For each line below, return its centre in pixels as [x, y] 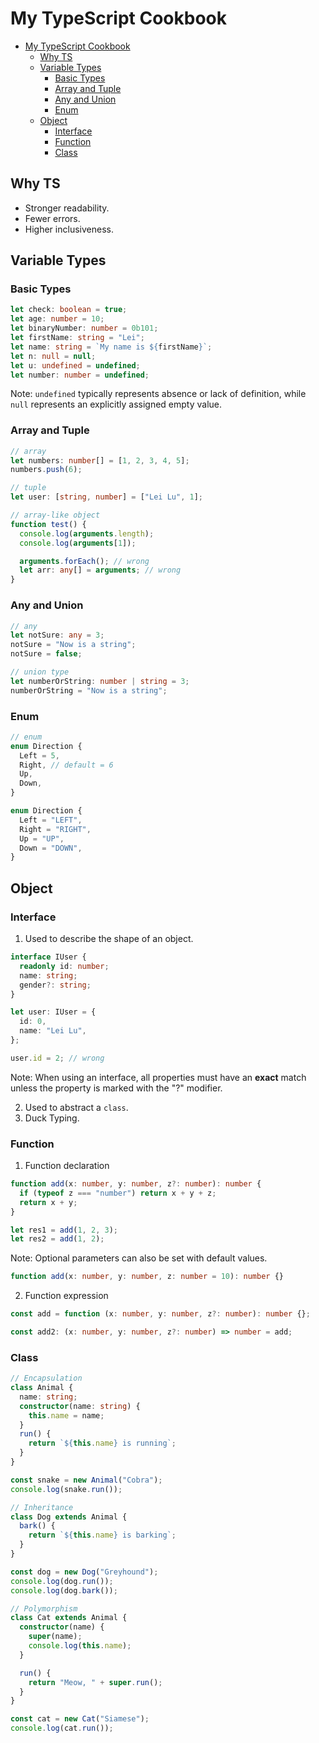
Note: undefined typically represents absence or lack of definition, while [158, 394]
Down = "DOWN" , [51, 848]
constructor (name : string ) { [80, 1406]
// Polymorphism [44, 1608]
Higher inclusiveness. [69, 229]
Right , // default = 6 [66, 765]
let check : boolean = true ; [69, 310]
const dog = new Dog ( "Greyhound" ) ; [84, 1572]
